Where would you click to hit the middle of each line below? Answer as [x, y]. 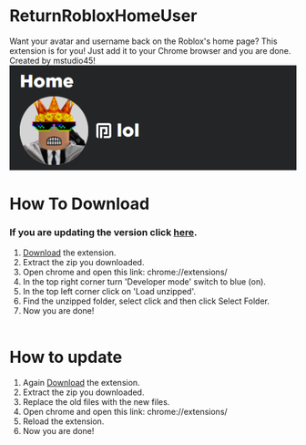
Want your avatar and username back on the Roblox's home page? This [143, 41]
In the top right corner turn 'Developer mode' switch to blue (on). [144, 281]
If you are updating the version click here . [103, 233]
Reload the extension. [63, 421]
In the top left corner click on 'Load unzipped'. [109, 291]
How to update [66, 357]
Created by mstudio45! [52, 60]
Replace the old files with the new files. [96, 401]
